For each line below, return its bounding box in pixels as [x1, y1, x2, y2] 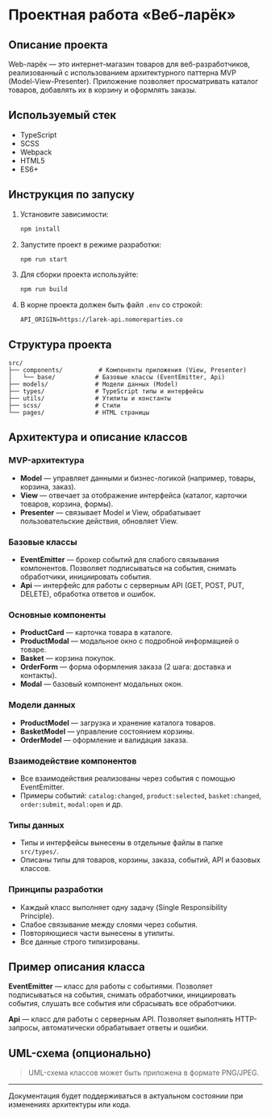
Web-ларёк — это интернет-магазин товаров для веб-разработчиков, [8, 59, 251, 69]
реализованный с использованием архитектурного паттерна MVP [8, 68, 236, 78]
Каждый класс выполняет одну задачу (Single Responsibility [19, 902, 227, 912]
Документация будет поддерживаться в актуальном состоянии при [8, 1091, 244, 1101]
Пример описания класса [8, 960, 145, 974]
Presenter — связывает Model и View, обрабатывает [19, 507, 202, 517]
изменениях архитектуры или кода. [8, 1100, 131, 1110]
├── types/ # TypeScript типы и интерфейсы [8, 387, 204, 396]
